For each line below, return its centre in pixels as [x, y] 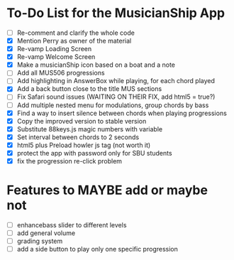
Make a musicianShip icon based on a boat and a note [96, 65]
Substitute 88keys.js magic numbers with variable [90, 129]
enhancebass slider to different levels [72, 224]
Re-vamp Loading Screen [54, 49]
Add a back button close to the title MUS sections [89, 89]
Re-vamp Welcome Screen [56, 57]
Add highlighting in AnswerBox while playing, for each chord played [116, 81]
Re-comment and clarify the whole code [76, 33]
